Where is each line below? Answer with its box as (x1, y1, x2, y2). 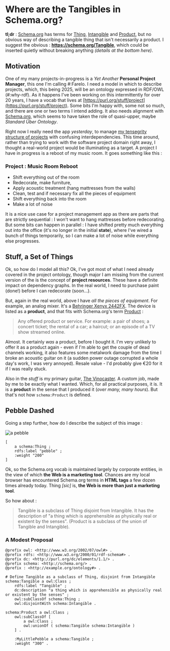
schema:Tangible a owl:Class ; (5, 578, 72, 584)
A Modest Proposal (5, 536, 53, 543)
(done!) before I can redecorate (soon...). (5, 288, 91, 294)
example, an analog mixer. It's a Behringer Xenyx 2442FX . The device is (5, 303, 156, 309)
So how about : (5, 497, 37, 503)
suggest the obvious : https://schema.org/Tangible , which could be (5, 42, 149, 48)
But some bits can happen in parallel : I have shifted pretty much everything (5, 222, 163, 228)
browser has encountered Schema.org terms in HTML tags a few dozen (5, 477, 156, 483)
